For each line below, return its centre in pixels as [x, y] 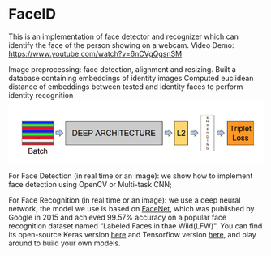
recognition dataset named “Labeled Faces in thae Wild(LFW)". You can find [135, 226]
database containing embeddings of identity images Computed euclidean [131, 78]
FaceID [32, 14]
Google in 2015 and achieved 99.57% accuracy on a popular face [118, 217]
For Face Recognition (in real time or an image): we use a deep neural [125, 200]
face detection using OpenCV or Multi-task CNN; [90, 184]
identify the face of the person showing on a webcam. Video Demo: [121, 45]
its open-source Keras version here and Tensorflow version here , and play [133, 234]
